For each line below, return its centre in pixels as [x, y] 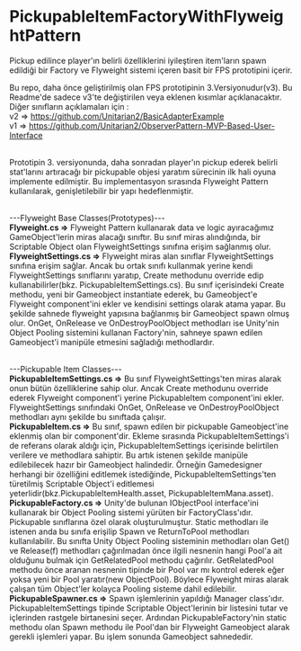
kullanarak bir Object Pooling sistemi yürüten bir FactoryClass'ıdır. [131, 512]
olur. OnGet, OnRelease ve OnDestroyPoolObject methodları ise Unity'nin [144, 323]
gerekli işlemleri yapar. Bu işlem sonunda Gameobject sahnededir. [131, 637]
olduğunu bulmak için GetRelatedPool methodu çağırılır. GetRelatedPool [142, 560]
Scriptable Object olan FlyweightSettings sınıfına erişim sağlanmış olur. [140, 246]
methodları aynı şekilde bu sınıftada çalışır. [88, 416]
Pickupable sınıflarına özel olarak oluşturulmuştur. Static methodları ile [139, 522]
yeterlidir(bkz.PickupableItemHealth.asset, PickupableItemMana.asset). [142, 493]
